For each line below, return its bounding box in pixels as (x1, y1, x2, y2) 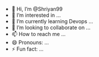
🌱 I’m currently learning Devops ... (11, 18, 93, 24)
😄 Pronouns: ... (11, 39, 49, 46)
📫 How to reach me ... (11, 31, 66, 37)
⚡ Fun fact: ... (11, 45, 44, 52)
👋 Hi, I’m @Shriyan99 (11, 6, 63, 12)
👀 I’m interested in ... (11, 12, 61, 19)
